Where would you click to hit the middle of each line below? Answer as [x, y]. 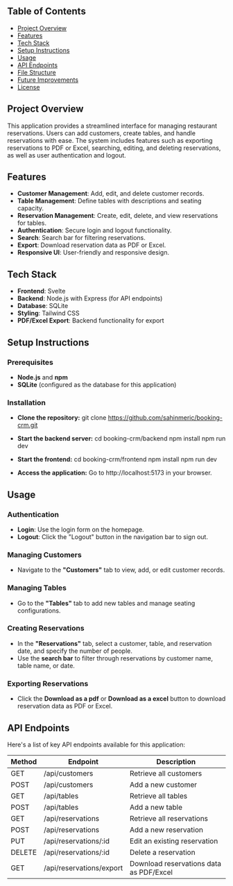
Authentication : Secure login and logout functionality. [94, 230]
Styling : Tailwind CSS [48, 313]
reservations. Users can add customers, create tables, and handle [102, 133]
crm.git [27, 425]
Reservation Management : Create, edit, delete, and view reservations [118, 216]
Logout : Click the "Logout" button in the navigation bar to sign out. [112, 536]
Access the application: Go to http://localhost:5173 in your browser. [115, 473]
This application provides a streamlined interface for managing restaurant [112, 126]
